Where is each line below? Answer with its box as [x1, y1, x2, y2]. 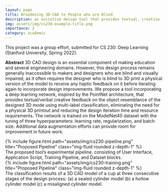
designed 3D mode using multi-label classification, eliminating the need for [5, 102, 160, 108]
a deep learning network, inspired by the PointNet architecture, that [5, 91, 144, 97]
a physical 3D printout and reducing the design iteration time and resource [5, 107, 158, 113]
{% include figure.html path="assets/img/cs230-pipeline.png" [5, 138, 133, 144]
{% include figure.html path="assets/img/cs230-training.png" [5, 160, 132, 165]
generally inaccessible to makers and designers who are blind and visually [5, 70, 158, 76]
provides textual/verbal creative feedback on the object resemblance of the [5, 97, 161, 103]
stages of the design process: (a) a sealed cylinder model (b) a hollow [5, 176, 149, 181]
